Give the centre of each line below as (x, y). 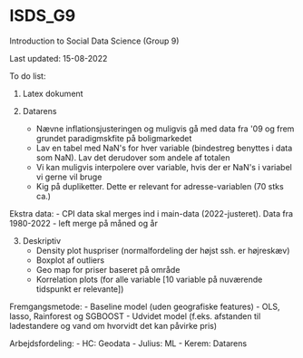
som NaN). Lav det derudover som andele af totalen (133, 157)
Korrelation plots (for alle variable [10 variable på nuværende (149, 279)
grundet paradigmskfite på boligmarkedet (114, 138)
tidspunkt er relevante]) (80, 289)
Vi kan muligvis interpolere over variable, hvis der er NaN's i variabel (164, 167)
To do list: (28, 76)
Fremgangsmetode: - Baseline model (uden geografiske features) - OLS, (145, 306)
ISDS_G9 (43, 16)
